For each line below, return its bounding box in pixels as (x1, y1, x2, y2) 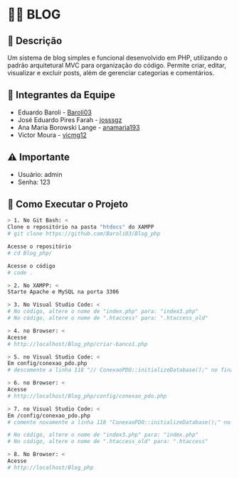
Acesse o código (7, 262, 55, 269)
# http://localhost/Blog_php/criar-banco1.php (7, 340, 148, 347)
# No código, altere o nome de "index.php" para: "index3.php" (7, 308, 199, 315)
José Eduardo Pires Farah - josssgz (17, 115, 122, 124)
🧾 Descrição (7, 35, 63, 47)
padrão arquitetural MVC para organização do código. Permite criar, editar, (7, 61, 226, 70)
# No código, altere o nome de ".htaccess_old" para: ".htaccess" (7, 438, 208, 445)
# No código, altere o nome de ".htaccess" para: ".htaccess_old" (7, 315, 208, 322)
